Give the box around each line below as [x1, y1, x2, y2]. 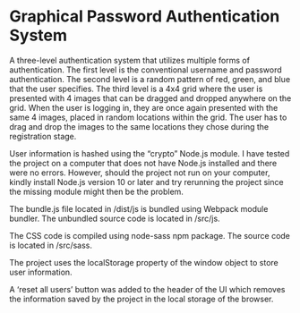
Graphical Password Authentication [9, 6, 280, 27]
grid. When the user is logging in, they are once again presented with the [9, 102, 279, 113]
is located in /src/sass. [9, 240, 92, 250]
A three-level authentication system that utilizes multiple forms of [9, 55, 251, 65]
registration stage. [9, 131, 77, 141]
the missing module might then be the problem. [9, 186, 184, 197]
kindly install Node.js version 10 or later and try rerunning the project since [9, 176, 284, 187]
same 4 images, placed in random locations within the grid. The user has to [9, 112, 287, 123]
